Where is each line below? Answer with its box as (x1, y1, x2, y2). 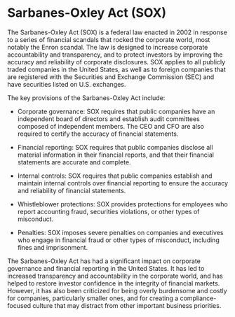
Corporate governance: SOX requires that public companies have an (17, 107, 215, 115)
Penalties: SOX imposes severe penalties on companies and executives (17, 228, 224, 237)
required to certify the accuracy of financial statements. (17, 129, 179, 138)
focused (7, 301, 32, 309)
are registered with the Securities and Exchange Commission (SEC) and (7, 72, 215, 81)
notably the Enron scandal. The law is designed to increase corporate (7, 43, 208, 51)
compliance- (180, 294, 217, 302)
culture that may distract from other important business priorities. (32, 301, 222, 309)
